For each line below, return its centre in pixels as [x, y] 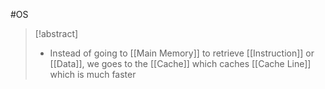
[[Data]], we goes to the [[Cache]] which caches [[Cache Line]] [180, 63]
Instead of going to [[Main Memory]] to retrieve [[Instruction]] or [182, 53]
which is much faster [93, 74]
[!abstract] [56, 33]
